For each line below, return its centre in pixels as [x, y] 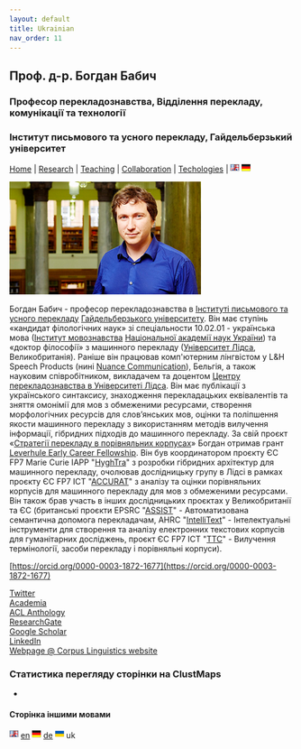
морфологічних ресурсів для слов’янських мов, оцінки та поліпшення [144, 414]
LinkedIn [25, 641]
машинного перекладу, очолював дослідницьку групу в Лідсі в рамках [146, 472]
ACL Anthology [37, 612]
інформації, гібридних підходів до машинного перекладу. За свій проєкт [149, 433]
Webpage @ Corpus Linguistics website [83, 651]
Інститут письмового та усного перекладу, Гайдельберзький [151, 137]
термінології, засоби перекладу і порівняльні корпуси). [116, 548]
